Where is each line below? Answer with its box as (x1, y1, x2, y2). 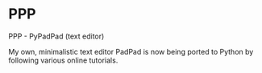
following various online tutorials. (8, 55, 119, 65)
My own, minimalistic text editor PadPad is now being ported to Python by (8, 47, 254, 56)
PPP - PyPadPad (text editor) (8, 31, 105, 41)
